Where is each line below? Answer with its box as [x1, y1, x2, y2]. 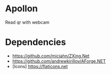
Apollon [5, 3, 38, 14]
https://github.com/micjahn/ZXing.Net [12, 53, 90, 59]
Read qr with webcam [5, 19, 50, 25]
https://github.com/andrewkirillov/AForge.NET [12, 58, 106, 64]
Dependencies [5, 37, 66, 48]
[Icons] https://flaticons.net [12, 63, 68, 69]
